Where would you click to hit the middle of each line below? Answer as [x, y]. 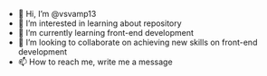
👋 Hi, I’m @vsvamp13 [57, 14]
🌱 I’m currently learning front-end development [106, 33]
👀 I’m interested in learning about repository [100, 23]
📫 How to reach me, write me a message [95, 62]
